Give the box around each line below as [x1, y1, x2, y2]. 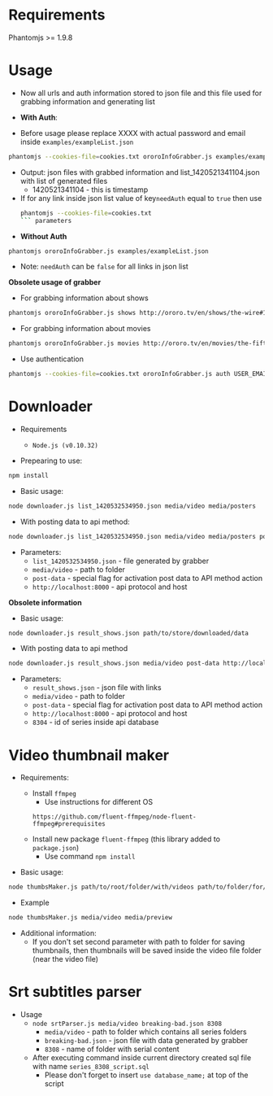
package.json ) [32, 843, 80, 853]
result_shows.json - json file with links [32, 683, 162, 692]
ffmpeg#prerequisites [32, 820, 106, 828]
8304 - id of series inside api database [32, 718, 159, 727]
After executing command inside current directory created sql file [32, 1052, 252, 1063]
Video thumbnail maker [8, 746, 170, 764]
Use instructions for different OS [44, 797, 154, 807]
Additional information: [19, 928, 97, 937]
